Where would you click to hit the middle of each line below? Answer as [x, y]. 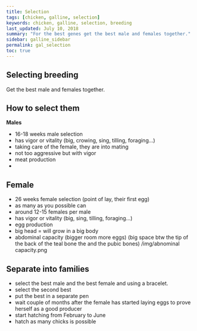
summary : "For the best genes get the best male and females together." [98, 34]
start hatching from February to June [60, 315]
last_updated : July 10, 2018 [42, 28]
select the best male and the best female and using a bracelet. [91, 283]
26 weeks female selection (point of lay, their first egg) [82, 199]
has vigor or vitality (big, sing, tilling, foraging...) [74, 218]
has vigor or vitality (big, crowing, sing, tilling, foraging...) [85, 141]
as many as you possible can [50, 206]
